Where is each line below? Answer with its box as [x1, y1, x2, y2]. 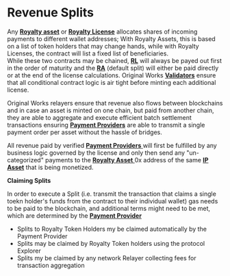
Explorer [16, 247, 41, 255]
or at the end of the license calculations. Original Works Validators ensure [7, 71, 216, 79]
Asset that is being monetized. [7, 163, 94, 171]
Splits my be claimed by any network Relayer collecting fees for [16, 253, 196, 262]
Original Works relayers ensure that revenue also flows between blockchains [7, 99, 223, 107]
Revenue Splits [7, 5, 94, 21]
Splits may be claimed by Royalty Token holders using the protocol [16, 239, 205, 247]
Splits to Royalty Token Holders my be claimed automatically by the [16, 225, 207, 233]
